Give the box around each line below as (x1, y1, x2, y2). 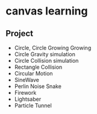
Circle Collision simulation (14, 57, 79, 64)
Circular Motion (14, 70, 53, 77)
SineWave (14, 77, 40, 83)
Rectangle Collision (14, 63, 63, 71)
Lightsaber (14, 95, 42, 103)
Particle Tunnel (14, 102, 52, 109)
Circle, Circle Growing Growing (14, 44, 92, 51)
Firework (14, 89, 37, 96)
